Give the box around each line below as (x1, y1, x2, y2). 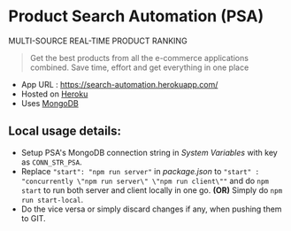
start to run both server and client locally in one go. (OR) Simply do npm (20, 184, 283, 196)
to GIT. (20, 212, 46, 223)
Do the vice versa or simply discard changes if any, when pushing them (20, 204, 282, 214)
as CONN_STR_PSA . (20, 157, 82, 167)
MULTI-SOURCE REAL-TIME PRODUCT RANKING (8, 35, 188, 46)
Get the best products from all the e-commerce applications (29, 52, 249, 63)
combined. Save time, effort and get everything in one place (29, 62, 249, 73)
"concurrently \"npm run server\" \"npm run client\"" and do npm (20, 175, 270, 186)
